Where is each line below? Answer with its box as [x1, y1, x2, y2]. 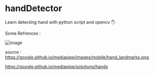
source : [5, 49, 22, 55]
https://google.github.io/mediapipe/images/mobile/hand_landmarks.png [5, 54, 149, 60]
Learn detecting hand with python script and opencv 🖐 [5, 19, 116, 25]
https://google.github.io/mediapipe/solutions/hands [5, 63, 108, 69]
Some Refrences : [5, 30, 41, 36]
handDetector [5, 3, 62, 14]
